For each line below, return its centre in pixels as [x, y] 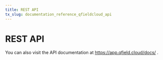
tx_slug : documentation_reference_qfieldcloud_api [58, 14]
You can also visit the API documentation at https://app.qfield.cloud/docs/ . [82, 53]
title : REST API [22, 10]
